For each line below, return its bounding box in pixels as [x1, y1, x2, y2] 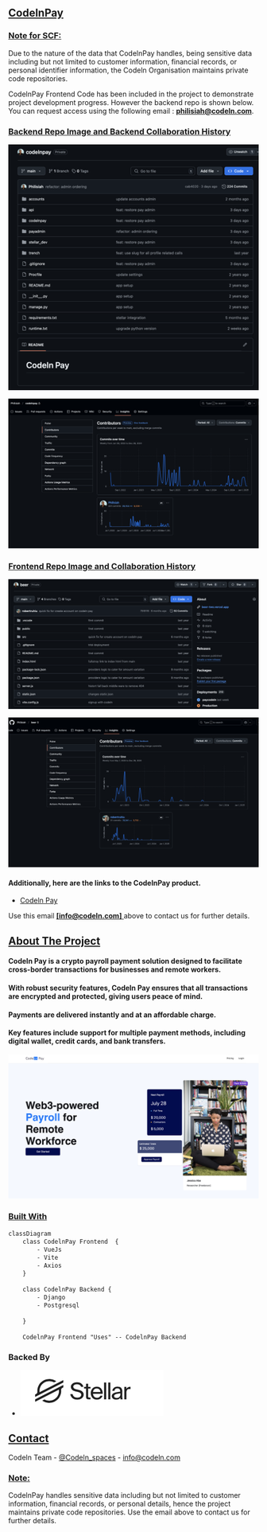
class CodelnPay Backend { [22, 1285, 112, 1293]
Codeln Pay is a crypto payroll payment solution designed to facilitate [8, 957, 242, 966]
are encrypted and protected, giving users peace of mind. [8, 992, 203, 1001]
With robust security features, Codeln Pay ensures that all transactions [8, 983, 249, 992]
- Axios [37, 1261, 62, 1269]
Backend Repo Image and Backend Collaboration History [8, 126, 231, 137]
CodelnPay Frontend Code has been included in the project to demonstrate [8, 89, 254, 99]
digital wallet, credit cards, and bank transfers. [8, 1036, 166, 1046]
